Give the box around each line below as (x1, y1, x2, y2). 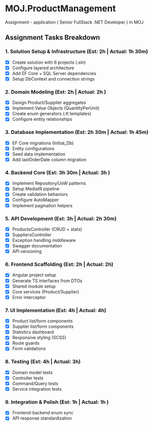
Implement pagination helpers (12, 202, 73, 209)
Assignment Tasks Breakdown (5, 33, 101, 42)
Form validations (12, 346, 46, 351)
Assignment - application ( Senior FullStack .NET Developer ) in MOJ (5, 19, 144, 25)
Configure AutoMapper (12, 197, 59, 203)
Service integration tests (12, 386, 62, 392)
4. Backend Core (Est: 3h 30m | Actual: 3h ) (5, 169, 110, 176)
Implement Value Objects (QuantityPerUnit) (12, 105, 100, 111)
